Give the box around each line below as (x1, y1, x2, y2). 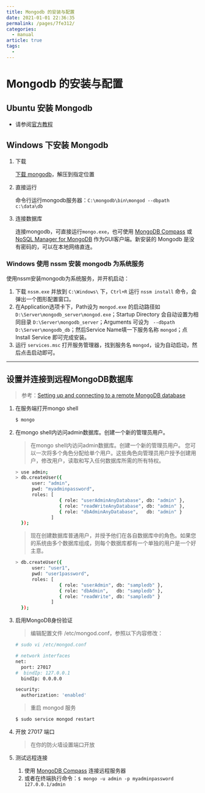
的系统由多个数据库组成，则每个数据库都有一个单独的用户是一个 (30, 539, 191, 547)
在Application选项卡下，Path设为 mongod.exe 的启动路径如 (15, 303, 160, 310)
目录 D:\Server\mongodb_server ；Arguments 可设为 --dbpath (20, 318, 175, 326)
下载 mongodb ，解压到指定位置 (15, 170, 95, 178)
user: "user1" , (31, 565, 71, 571)
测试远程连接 (15, 754, 48, 761)
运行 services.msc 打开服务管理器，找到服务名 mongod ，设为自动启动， (15, 341, 192, 348)
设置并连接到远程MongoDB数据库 (6, 374, 133, 385)
